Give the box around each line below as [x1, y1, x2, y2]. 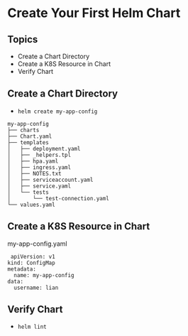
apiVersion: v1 [10, 253, 55, 260]
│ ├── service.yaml [7, 183, 72, 190]
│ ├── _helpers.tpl [7, 151, 72, 158]
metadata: [7, 265, 37, 273]
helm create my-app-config [17, 108, 98, 115]
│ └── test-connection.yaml [7, 195, 110, 202]
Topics [7, 33, 38, 45]
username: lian [13, 284, 59, 291]
